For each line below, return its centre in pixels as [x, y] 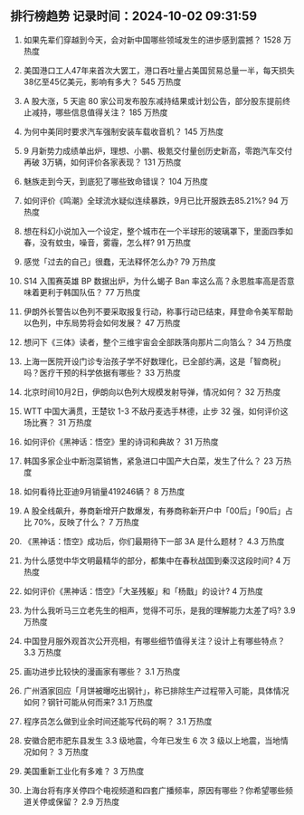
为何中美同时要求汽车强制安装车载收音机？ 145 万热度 [123, 131]
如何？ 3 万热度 [60, 752]
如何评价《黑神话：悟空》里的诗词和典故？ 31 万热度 [121, 441]
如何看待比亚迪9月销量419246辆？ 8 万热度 [104, 491]
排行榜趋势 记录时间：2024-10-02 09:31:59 [133, 16]
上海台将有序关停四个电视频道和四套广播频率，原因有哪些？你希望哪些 [154, 790]
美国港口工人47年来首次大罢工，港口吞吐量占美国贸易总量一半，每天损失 [159, 70]
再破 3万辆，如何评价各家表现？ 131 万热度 [102, 162]
